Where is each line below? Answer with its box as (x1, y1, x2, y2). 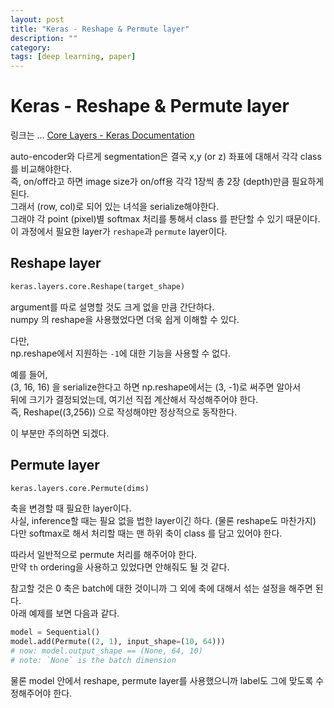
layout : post (10, 14, 65, 25)
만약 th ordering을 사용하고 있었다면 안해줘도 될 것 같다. (10, 561, 230, 573)
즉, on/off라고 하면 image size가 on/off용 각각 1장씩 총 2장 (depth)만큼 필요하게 (10, 176, 325, 188)
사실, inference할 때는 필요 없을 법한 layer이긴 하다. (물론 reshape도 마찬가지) (10, 515, 317, 527)
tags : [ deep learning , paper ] (10, 52, 137, 62)
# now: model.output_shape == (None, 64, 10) (10, 646, 203, 656)
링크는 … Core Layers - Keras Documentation (10, 129, 195, 141)
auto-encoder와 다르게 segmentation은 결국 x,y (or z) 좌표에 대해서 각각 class (10, 151, 322, 163)
